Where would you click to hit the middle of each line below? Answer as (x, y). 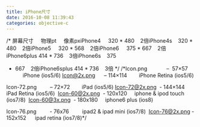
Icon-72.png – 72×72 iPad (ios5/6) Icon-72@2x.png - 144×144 (95, 87)
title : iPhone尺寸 (28, 12)
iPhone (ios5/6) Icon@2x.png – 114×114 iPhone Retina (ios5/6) (108, 75)
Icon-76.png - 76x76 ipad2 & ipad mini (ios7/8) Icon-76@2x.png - (100, 111)
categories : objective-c (37, 23)
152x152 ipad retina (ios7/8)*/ (47, 118)
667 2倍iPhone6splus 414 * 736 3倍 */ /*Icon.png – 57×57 (101, 69)
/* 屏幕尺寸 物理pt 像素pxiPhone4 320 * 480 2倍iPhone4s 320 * (99, 41)
